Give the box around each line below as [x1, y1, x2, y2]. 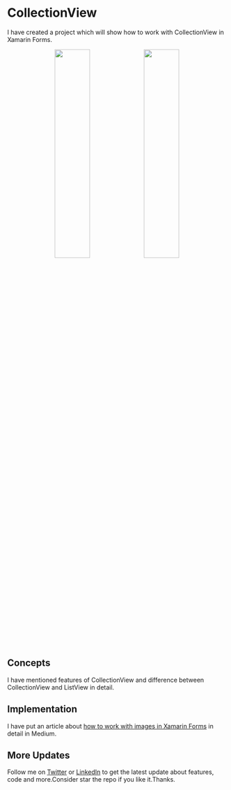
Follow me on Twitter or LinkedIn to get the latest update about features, [7, 768, 214, 776]
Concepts [7, 657, 51, 669]
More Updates [7, 749, 70, 761]
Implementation [7, 703, 78, 715]
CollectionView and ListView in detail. [7, 683, 115, 692]
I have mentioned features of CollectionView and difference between [7, 676, 205, 684]
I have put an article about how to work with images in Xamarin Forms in [7, 722, 214, 730]
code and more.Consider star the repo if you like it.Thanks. [7, 775, 175, 784]
